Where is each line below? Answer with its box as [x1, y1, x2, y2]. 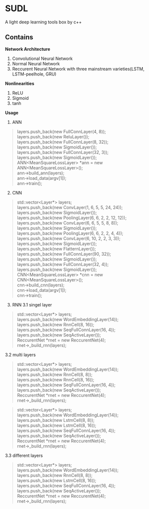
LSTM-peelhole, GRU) [12, 71, 57, 77]
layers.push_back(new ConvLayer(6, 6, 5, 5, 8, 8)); [17, 220, 118, 226]
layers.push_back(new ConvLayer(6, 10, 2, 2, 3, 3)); [17, 235, 121, 241]
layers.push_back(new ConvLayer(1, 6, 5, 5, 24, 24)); [17, 204, 123, 210]
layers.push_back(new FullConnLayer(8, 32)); [17, 139, 109, 145]
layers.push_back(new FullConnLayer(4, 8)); [17, 129, 106, 134]
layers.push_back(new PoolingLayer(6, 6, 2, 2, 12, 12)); [17, 215, 127, 221]
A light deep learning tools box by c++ [5, 19, 82, 25]
